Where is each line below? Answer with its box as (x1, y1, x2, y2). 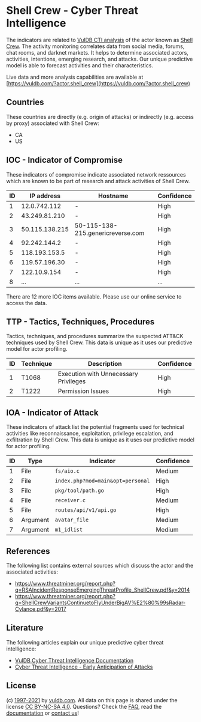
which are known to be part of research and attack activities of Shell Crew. (6, 177, 190, 184)
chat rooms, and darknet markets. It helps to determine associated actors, (6, 49, 188, 56)
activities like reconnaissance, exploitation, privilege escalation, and (6, 430, 173, 437)
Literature (6, 623, 44, 633)
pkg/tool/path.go (54, 487, 105, 494)
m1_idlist (54, 526, 83, 533)
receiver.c (54, 497, 86, 504)
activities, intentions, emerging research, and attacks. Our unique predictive (6, 55, 193, 62)
